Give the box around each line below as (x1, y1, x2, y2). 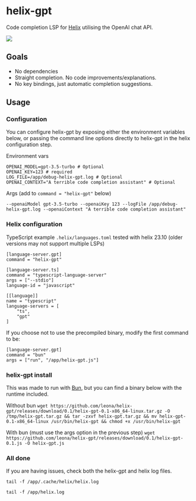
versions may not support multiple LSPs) (6, 240, 105, 247)
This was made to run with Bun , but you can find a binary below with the (6, 384, 182, 392)
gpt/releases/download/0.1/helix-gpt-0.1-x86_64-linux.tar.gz (6, 408, 162, 415)
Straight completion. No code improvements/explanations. (14, 74, 156, 81)
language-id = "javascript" (6, 282, 76, 288)
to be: (6, 335, 21, 342)
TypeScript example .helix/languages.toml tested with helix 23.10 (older (6, 234, 183, 241)
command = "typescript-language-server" (6, 272, 107, 278)
